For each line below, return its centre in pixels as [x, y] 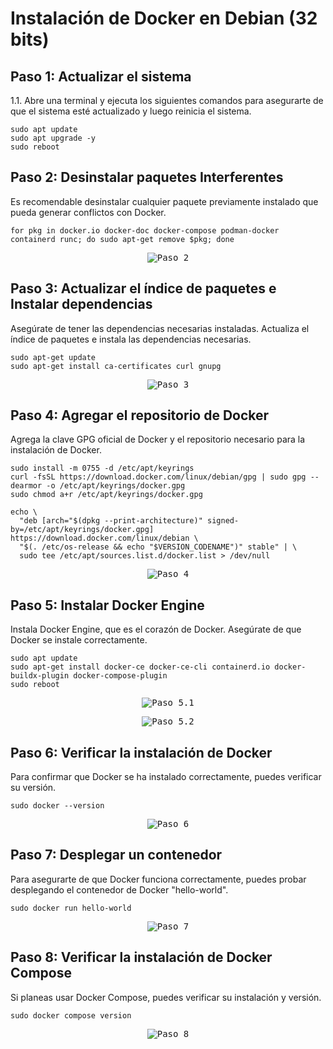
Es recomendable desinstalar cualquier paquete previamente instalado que [164, 201]
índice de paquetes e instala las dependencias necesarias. [131, 339]
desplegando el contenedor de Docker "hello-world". [119, 889]
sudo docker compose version [71, 1015]
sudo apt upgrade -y [53, 138]
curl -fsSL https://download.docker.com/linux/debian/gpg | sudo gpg [158, 477]
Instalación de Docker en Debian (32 [164, 18]
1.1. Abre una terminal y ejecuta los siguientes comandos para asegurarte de [167, 100]
